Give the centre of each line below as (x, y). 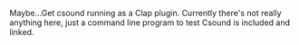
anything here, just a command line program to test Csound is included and (150, 22)
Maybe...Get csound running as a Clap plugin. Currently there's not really (146, 13)
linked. (22, 32)
